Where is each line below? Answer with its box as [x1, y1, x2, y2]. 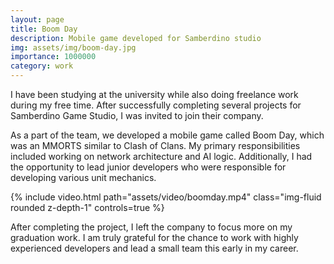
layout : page [10, 14, 65, 25]
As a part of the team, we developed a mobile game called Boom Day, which [10, 129, 325, 141]
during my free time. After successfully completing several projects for [10, 99, 302, 111]
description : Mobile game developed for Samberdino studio [10, 33, 262, 43]
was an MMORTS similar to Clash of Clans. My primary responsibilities [10, 140, 301, 151]
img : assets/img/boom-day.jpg [10, 42, 137, 53]
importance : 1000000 [10, 52, 97, 62]
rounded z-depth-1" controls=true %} [10, 202, 165, 213]
